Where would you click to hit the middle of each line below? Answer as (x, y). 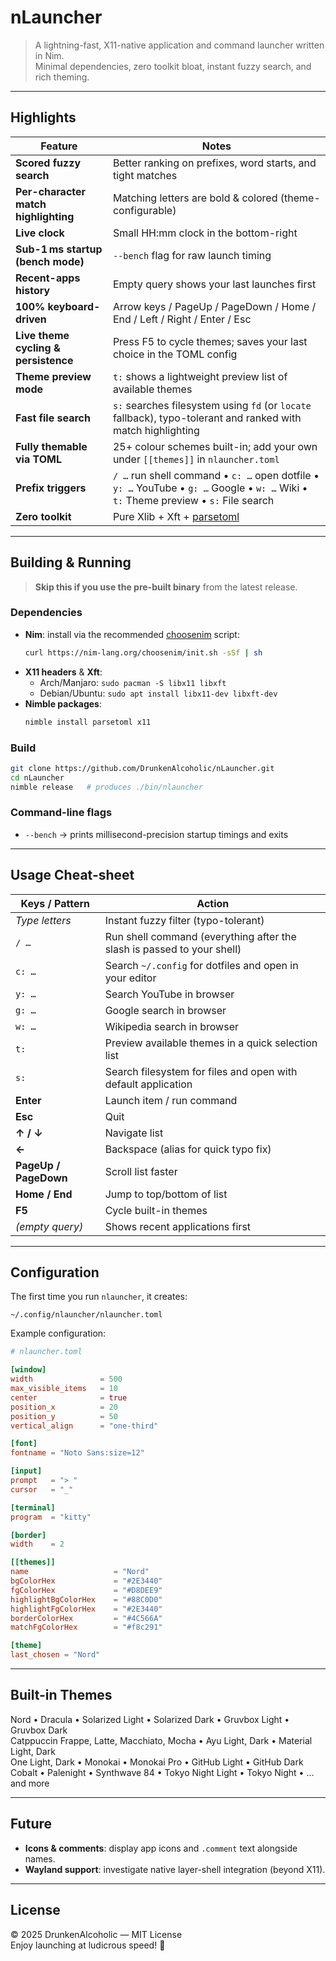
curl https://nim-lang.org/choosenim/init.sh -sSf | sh (143, 652)
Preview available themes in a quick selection (211, 1043)
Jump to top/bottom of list (166, 1194)
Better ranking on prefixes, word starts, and (214, 163)
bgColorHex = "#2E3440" (86, 1581)
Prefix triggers (51, 488)
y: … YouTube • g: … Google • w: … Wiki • (210, 488)
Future (31, 1824)
